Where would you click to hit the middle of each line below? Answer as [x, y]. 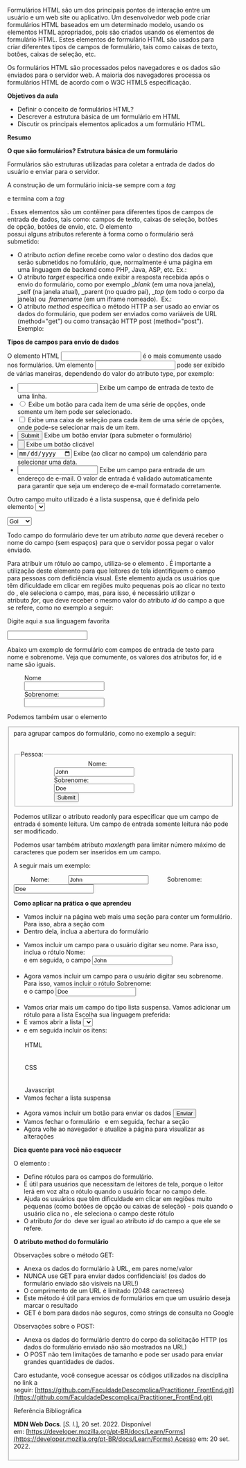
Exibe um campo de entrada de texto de [157, 387]
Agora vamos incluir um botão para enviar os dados [98, 1113]
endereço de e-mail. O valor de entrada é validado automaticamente [115, 478]
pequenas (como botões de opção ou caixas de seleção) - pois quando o [129, 1206]
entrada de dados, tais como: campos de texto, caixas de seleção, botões [113, 219]
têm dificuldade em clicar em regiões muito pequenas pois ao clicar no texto [116, 586]
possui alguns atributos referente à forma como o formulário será [100, 234]
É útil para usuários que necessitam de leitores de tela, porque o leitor [124, 1184]
